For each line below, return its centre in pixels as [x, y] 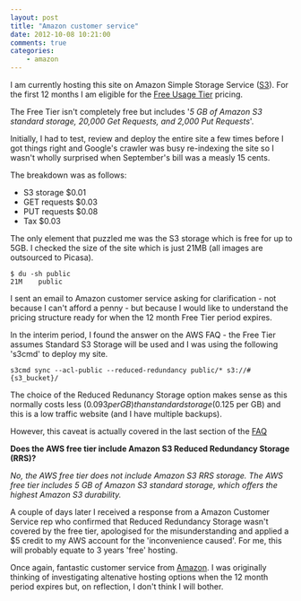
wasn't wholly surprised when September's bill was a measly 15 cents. [140, 157]
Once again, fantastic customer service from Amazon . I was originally [138, 567]
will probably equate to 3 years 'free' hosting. [94, 550]
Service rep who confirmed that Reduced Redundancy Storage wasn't [139, 522]
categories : [32, 51]
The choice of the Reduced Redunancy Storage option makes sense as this [149, 395]
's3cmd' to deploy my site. [59, 354]
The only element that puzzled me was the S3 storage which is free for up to [152, 238]
